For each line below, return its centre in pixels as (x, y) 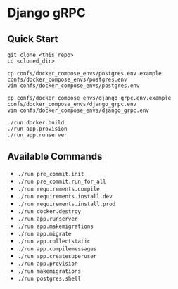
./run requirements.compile (58, 189)
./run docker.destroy (49, 211)
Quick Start (33, 39)
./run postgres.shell (49, 278)
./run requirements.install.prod (66, 204)
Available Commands (55, 156)
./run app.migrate (44, 233)
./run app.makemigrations (55, 226)
